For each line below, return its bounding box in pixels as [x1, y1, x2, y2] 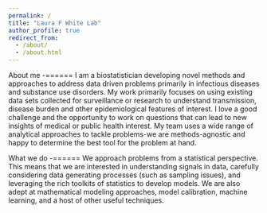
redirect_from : [8, 33, 59, 42]
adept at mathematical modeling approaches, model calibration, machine [8, 188, 248, 196]
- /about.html [15, 48, 62, 56]
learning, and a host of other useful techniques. [8, 196, 165, 205]
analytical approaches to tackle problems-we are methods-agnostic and [8, 130, 245, 139]
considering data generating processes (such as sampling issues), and [8, 170, 241, 180]
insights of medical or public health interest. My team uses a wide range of [8, 121, 253, 130]
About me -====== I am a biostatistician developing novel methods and [8, 71, 245, 79]
